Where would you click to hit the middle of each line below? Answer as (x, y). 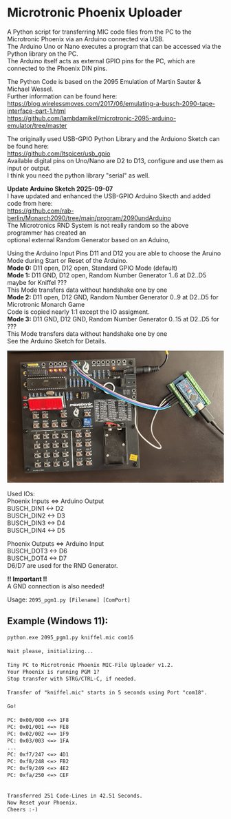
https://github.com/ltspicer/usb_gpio (59, 153)
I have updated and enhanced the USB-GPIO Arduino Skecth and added (109, 196)
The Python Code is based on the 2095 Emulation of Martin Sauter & (104, 81)
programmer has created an (47, 233)
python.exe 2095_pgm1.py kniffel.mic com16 (70, 638)
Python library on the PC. (43, 54)
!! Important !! (27, 579)
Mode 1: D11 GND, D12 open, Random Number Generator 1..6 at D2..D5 (107, 275)
